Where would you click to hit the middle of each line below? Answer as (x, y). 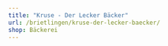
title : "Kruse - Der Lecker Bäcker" (68, 15)
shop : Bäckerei (33, 30)
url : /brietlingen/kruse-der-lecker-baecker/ (84, 23)
